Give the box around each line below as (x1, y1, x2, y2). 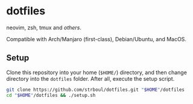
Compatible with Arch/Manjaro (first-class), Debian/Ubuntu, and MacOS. (6, 35, 187, 42)
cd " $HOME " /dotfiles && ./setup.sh (6, 92, 96, 98)
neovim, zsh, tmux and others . (6, 24, 81, 31)
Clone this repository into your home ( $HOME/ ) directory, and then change (6, 69, 187, 76)
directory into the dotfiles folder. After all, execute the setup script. (6, 75, 175, 82)
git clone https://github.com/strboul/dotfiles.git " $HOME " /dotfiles (6, 87, 185, 93)
